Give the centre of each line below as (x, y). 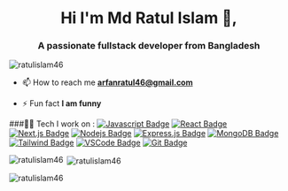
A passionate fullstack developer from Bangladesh (149, 46)
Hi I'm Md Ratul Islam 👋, (149, 18)
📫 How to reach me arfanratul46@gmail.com (107, 82)
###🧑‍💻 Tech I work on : (52, 124)
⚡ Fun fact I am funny (62, 103)
